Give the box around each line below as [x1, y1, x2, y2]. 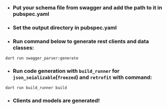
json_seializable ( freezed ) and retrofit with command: [12, 74, 152, 81]
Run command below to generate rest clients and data [12, 38, 149, 45]
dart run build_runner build [5, 86, 67, 91]
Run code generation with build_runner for [12, 68, 120, 75]
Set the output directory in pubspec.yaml [12, 24, 117, 31]
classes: [12, 44, 35, 51]
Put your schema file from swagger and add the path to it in [12, 4, 162, 11]
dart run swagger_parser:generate [5, 56, 79, 61]
